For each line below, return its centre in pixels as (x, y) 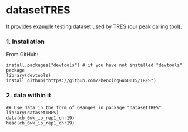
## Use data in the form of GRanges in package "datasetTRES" (84, 107)
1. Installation (26, 42)
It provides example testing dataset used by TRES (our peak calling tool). (94, 26)
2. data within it (28, 96)
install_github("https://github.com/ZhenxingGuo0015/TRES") (81, 81)
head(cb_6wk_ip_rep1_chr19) (41, 123)
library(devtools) (28, 76)
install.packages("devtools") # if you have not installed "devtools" (94, 65)
